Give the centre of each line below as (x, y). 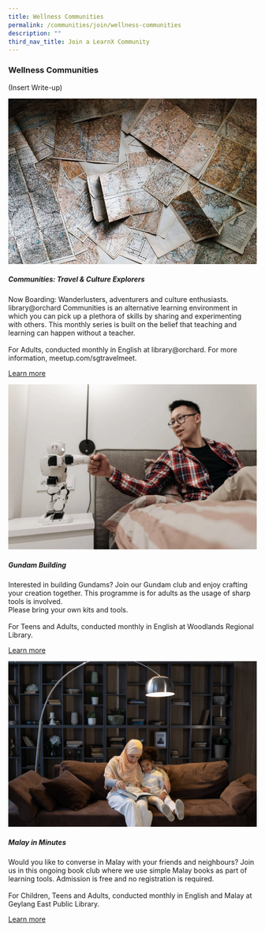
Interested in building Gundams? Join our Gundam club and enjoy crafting (128, 585)
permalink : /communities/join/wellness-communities (95, 25)
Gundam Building (37, 564)
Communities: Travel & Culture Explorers (77, 279)
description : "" (35, 33)
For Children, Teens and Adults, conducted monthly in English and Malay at (130, 896)
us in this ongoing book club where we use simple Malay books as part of (128, 870)
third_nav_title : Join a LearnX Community (79, 42)
